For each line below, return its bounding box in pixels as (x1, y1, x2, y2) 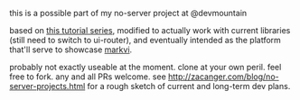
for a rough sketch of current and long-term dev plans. (87, 81, 291, 91)
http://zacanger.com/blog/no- (168, 71, 279, 82)
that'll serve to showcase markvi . (9, 44, 133, 55)
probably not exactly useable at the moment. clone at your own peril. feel (9, 62, 282, 72)
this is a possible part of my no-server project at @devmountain (9, 8, 248, 18)
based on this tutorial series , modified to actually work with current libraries (9, 25, 291, 35)
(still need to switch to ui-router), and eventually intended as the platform (9, 35, 282, 45)
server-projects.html (9, 81, 86, 91)
